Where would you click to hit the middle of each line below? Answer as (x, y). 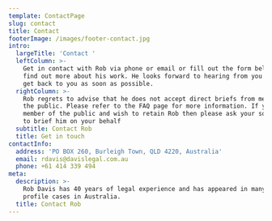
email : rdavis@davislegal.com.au (72, 159)
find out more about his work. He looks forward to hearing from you (143, 76)
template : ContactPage (47, 16)
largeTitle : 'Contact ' (55, 53)
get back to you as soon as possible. (88, 83)
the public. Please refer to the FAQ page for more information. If (141, 106)
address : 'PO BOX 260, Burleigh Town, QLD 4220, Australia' (119, 151)
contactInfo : (30, 144)
